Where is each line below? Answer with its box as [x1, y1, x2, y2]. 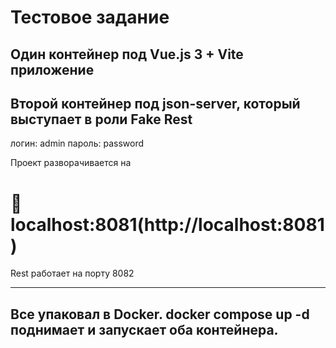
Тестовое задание [10, 6, 170, 29]
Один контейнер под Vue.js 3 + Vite [10, 46, 244, 63]
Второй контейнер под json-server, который [10, 95, 301, 112]
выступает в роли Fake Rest [10, 111, 193, 128]
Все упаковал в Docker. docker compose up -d [10, 306, 310, 323]
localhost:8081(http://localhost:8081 [10, 213, 325, 236]
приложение [10, 61, 95, 78]
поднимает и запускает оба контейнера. [10, 321, 279, 338]
